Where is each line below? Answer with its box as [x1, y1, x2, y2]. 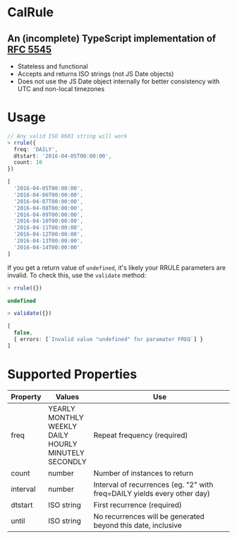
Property [11, 391, 42, 401]
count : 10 [13, 159, 42, 166]
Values [55, 391, 80, 401]
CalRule [7, 4, 54, 20]
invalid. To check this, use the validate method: [7, 271, 147, 279]
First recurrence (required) [93, 499, 182, 509]
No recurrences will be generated [93, 511, 205, 521]
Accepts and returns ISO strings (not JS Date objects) [17, 70, 174, 78]
